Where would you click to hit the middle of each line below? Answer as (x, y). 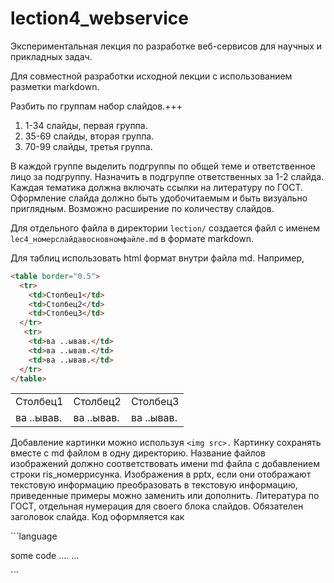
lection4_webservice (99, 18)
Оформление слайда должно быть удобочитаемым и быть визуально (159, 198)
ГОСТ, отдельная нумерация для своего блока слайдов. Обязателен (157, 506)
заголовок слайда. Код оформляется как (97, 517)
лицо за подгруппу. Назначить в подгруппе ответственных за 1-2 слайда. (167, 176)
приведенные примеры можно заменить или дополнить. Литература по (165, 496)
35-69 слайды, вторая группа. (89, 136)
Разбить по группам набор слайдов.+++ (96, 106)
